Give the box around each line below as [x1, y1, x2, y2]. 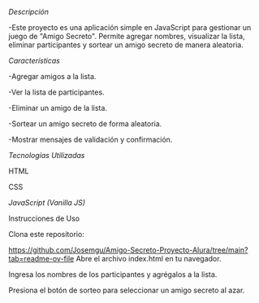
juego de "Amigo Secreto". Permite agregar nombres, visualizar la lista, [8, 32, 245, 41]
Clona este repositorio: [8, 230, 85, 239]
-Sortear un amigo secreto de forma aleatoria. [8, 119, 162, 129]
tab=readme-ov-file [8, 254, 75, 263]
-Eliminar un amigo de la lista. [8, 103, 108, 112]
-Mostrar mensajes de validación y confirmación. [8, 134, 173, 144]
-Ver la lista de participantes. [8, 87, 105, 97]
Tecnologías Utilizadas [8, 151, 85, 160]
